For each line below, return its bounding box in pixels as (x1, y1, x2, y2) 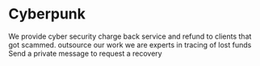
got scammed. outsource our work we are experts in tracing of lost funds (8, 39, 252, 49)
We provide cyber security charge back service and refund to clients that (8, 31, 252, 41)
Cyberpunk (8, 5, 86, 23)
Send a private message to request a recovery (8, 48, 163, 58)
